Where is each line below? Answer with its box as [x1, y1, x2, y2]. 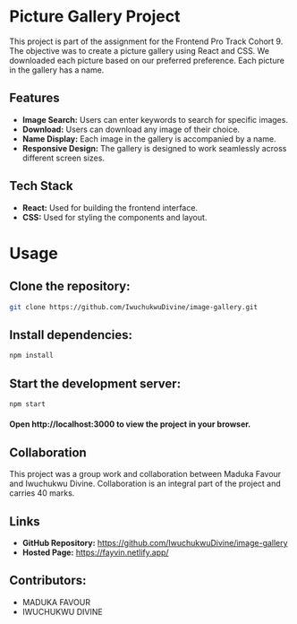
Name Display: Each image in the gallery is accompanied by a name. [21, 133, 276, 144]
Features [9, 91, 60, 106]
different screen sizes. [21, 152, 106, 163]
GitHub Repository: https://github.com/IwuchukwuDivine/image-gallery [21, 538, 288, 549]
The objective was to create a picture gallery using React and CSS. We [9, 45, 270, 56]
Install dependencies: [9, 327, 132, 342]
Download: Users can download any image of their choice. [21, 124, 240, 134]
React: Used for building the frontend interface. [21, 202, 199, 212]
